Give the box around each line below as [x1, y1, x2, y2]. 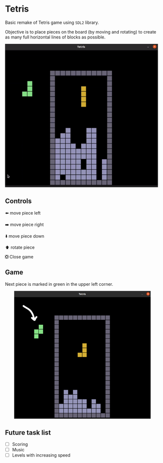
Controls [5, 197, 32, 205]
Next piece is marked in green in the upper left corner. [5, 281, 114, 287]
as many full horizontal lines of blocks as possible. [5, 34, 106, 40]
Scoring [12, 442, 28, 447]
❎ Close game [5, 254, 34, 259]
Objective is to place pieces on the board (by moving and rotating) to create [5, 29, 157, 35]
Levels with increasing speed [12, 452, 70, 458]
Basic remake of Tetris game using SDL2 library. [5, 19, 99, 25]
